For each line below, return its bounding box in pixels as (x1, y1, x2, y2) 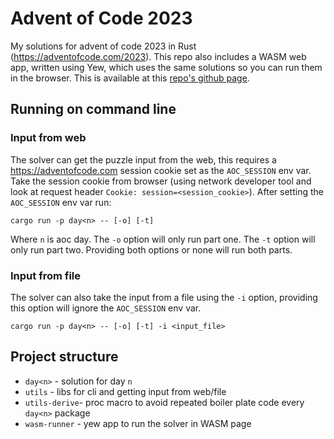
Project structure (10, 348, 119, 366)
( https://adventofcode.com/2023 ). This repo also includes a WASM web (10, 50, 307, 62)
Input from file (10, 268, 82, 282)
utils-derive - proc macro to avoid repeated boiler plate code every (24, 396, 305, 408)
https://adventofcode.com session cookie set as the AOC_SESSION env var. (10, 164, 312, 176)
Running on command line (10, 101, 177, 118)
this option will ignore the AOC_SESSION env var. (10, 302, 202, 314)
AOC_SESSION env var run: (10, 196, 112, 208)
